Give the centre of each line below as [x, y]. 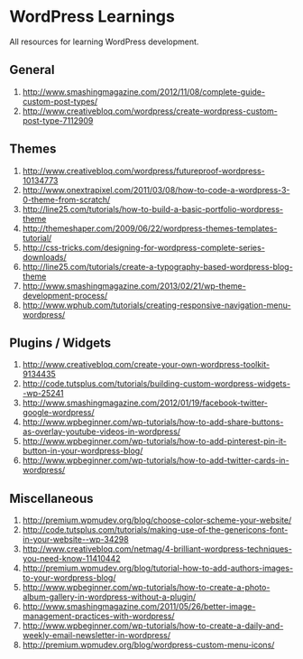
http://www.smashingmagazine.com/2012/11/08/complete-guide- [144, 91]
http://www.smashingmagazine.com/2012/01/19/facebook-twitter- [145, 403]
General [32, 70]
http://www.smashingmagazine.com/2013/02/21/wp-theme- [134, 285]
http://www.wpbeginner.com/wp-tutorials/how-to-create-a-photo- [146, 588]
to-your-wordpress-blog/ [69, 578]
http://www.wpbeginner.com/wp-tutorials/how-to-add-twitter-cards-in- [156, 460]
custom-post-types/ [60, 101]
